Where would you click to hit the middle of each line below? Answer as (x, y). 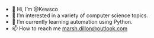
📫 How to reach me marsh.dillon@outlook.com (70, 28)
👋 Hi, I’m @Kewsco (35, 9)
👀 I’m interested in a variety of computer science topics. (80, 15)
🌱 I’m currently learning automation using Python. (72, 22)
